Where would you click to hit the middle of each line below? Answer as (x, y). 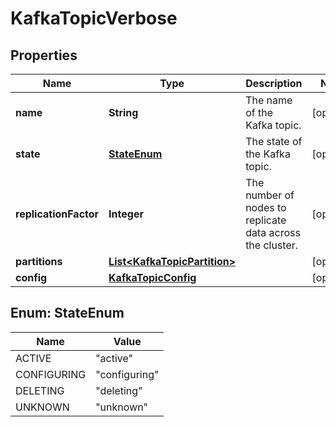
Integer (126, 214)
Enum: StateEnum (67, 313)
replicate (266, 220)
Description (274, 83)
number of (270, 195)
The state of (274, 141)
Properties (44, 55)
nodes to (266, 207)
